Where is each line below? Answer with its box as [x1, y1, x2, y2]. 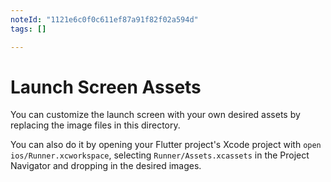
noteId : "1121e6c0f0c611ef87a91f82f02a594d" [10, 14, 199, 25]
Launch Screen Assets [10, 76, 202, 98]
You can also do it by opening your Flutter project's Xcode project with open [10, 139, 322, 151]
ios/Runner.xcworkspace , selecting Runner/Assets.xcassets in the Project [10, 149, 310, 161]
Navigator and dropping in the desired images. [10, 160, 202, 172]
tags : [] [10, 24, 47, 34]
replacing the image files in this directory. [10, 119, 181, 131]
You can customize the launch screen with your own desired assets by [10, 109, 301, 121]
